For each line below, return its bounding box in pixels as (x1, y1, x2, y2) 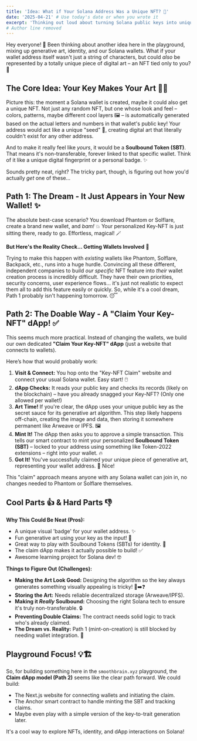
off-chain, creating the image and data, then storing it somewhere (14, 415, 174, 422)
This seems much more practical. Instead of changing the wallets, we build (6, 333, 187, 341)
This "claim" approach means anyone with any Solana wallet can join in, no (6, 473, 188, 480)
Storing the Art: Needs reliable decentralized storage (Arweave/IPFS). (14, 592, 185, 599)
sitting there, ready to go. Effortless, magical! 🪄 (6, 229, 121, 236)
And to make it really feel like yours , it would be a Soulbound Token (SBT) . (6, 144, 186, 151)
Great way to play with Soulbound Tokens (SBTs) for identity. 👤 (14, 540, 167, 548)
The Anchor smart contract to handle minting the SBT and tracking (14, 698, 175, 705)
